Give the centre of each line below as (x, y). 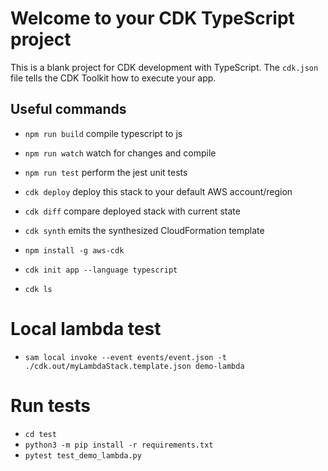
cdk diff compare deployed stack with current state (132, 211)
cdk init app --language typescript (101, 270)
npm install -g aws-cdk (74, 250)
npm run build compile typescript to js (103, 133)
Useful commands (68, 109)
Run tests (50, 405)
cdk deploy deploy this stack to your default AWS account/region (158, 191)
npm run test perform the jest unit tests (106, 172)
